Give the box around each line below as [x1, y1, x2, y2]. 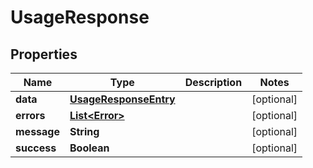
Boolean [69, 141, 110, 155]
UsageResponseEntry [69, 92, 176, 106]
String [69, 125, 100, 138]
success [15, 141, 57, 155]
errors [15, 109, 46, 122]
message [15, 125, 60, 138]
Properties [10, 46, 78, 63]
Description [184, 76, 243, 89]
